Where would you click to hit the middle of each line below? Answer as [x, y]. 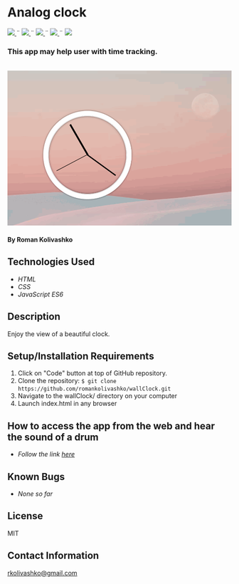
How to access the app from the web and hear [111, 426]
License [25, 516]
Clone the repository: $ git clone [67, 381]
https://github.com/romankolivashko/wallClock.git [94, 389]
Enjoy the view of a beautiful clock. [59, 334]
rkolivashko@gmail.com [42, 573]
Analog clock [47, 12]
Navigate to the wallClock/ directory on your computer [97, 396]
